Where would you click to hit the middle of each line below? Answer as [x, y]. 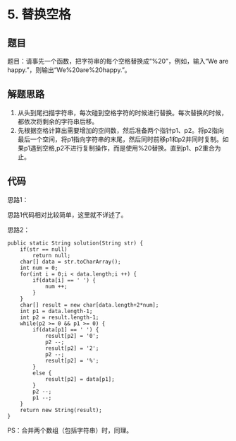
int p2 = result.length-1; [60, 317]
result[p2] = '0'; [72, 336]
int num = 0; [39, 268]
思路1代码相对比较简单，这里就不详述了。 [67, 214]
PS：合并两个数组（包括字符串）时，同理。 [70, 430]
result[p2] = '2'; [72, 348]
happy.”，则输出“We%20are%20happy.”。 [69, 70]
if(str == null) [44, 249]
